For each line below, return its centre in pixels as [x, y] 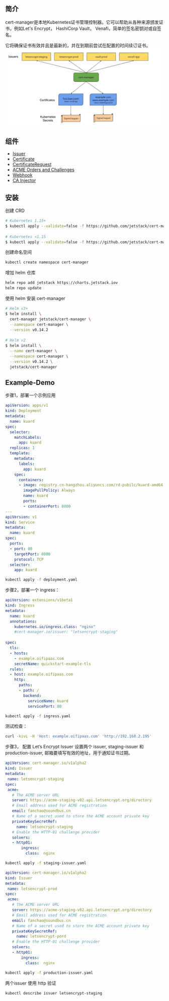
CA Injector [24, 181]
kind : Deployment [23, 411]
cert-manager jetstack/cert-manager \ [51, 319]
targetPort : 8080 [32, 554]
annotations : [23, 621]
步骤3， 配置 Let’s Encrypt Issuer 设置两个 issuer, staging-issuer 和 [75, 747]
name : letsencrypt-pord [41, 937]
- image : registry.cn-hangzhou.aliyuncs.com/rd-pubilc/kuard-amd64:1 [93, 485]
